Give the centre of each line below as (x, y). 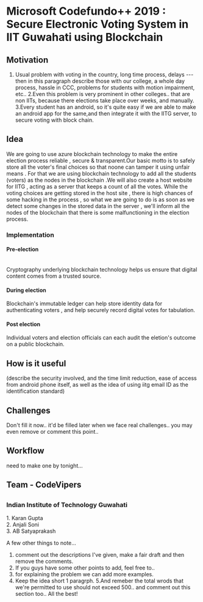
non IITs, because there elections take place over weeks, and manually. (105, 100)
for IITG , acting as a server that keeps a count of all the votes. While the (97, 186)
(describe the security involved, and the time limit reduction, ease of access (101, 378)
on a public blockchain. (36, 344)
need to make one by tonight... (45, 466)
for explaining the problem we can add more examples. (84, 574)
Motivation (27, 60)
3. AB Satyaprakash (31, 531)
